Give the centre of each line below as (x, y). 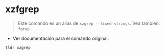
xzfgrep (22, 9)
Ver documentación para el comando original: (61, 38)
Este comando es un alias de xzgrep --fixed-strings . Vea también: (89, 23)
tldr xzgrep (18, 47)
